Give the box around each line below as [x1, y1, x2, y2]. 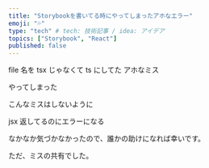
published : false [8, 42, 67, 50]
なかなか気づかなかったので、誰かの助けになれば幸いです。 [8, 134, 206, 144]
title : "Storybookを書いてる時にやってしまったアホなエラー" [8, 11, 194, 20]
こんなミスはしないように [8, 99, 94, 109]
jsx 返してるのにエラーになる [8, 116, 105, 126]
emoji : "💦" [8, 19, 46, 27]
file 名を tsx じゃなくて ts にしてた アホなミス [8, 65, 160, 75]
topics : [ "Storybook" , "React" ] [8, 34, 117, 43]
